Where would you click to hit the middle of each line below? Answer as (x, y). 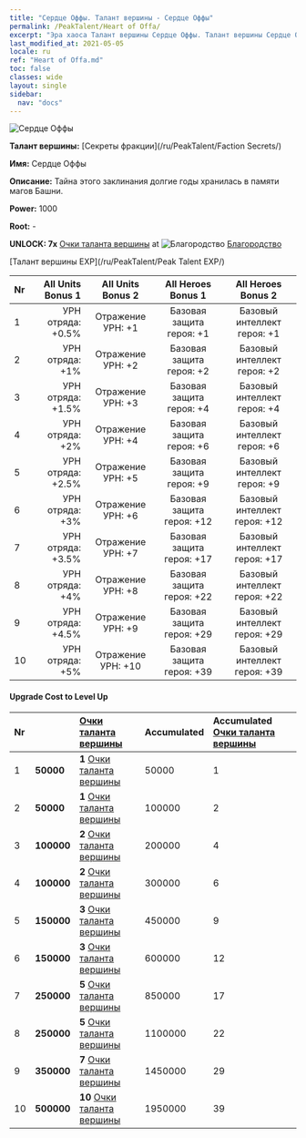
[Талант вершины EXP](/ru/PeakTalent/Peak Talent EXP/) (117, 261)
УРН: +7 (121, 554)
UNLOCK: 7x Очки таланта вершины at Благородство (146, 244)
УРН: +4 (121, 441)
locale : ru (30, 52)
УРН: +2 (121, 365)
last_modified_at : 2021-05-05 (67, 43)
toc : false (30, 69)
